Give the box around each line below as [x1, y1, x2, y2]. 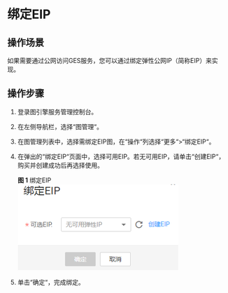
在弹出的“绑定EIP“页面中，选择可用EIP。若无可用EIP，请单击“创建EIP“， [17, 152, 225, 161]
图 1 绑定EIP [17, 176, 52, 184]
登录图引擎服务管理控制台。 [17, 107, 98, 116]
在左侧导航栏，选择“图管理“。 [17, 122, 104, 130]
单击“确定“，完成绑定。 [17, 278, 85, 286]
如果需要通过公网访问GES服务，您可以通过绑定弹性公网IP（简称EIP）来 [7, 57, 212, 64]
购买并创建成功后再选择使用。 [17, 161, 104, 169]
